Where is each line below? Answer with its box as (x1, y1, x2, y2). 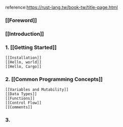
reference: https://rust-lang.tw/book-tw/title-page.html (5, 5, 118, 10)
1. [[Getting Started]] (5, 44, 57, 51)
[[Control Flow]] (5, 100, 42, 105)
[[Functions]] (5, 96, 35, 101)
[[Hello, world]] (5, 60, 42, 65)
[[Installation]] (5, 55, 42, 60)
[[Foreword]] (5, 17, 37, 24)
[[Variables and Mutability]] (5, 87, 69, 92)
